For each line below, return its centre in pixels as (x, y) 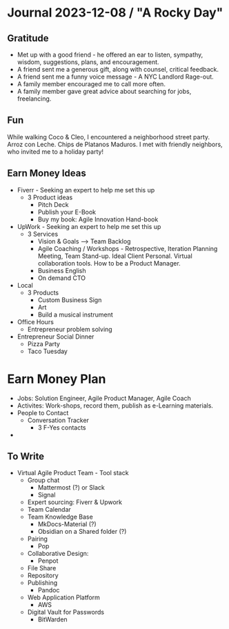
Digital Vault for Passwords (66, 612)
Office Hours (35, 321)
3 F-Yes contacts (62, 427)
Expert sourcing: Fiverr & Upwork (75, 502)
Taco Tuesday (47, 351)
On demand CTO (62, 278)
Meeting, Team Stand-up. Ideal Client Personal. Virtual (115, 256)
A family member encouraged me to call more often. (91, 84)
